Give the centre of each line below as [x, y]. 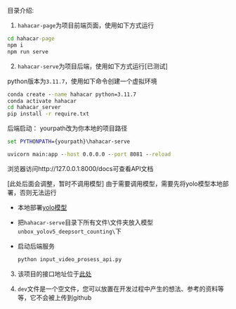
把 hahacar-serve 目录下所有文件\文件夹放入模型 [85, 222]
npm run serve [28, 51]
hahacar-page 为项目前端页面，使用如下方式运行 [86, 25]
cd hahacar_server [34, 108]
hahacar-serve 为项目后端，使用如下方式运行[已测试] [93, 66]
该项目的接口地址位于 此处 [54, 274]
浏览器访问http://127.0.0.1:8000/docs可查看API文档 [80, 168]
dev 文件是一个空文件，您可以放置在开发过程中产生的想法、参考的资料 [118, 289]
